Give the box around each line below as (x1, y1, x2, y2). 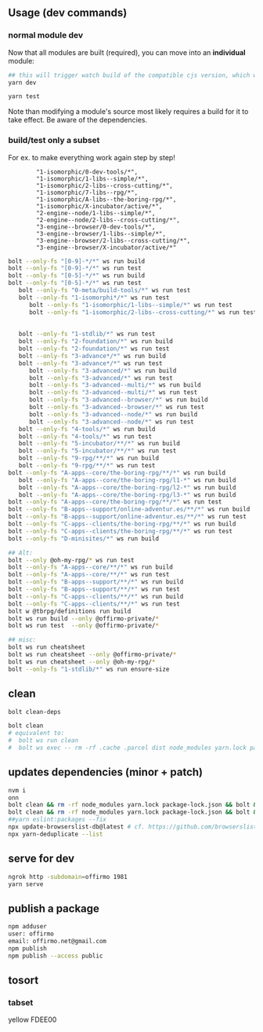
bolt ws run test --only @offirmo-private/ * (8, 622, 159, 630)
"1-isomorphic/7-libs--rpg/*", (36, 188, 139, 196)
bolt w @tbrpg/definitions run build (8, 607, 131, 615)
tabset (8, 997, 34, 1008)
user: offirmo (8, 930, 55, 938)
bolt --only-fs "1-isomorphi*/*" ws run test (18, 294, 170, 302)
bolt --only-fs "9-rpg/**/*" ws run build (18, 455, 159, 463)
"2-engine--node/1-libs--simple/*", (36, 209, 156, 217)
